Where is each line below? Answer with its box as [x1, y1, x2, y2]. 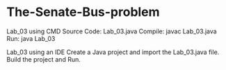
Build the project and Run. [6, 55, 81, 63]
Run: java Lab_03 [6, 34, 56, 42]
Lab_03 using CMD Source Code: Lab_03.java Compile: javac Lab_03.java [6, 27, 217, 35]
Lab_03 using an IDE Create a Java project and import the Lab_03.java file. [6, 48, 220, 56]
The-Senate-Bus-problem [6, 4, 161, 20]
